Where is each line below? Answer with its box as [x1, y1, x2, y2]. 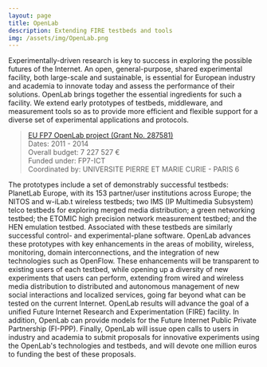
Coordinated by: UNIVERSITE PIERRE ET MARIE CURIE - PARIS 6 [27, 164, 240, 174]
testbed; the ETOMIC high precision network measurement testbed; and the [8, 214, 257, 223]
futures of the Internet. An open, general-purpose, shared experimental [8, 65, 243, 74]
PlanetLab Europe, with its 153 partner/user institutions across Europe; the [8, 188, 252, 198]
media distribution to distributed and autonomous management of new [8, 282, 240, 291]
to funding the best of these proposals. [8, 349, 136, 359]
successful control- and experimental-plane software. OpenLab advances [8, 231, 251, 240]
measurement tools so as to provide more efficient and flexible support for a [8, 107, 258, 116]
